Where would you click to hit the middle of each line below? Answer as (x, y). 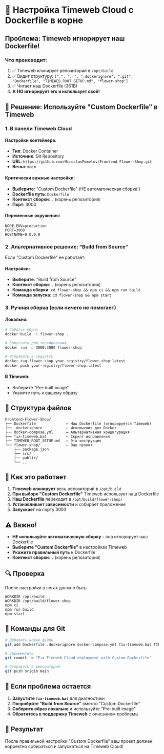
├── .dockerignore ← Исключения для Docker (61, 428)
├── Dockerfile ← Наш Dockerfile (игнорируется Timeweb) (78, 423)
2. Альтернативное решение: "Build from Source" (67, 246)
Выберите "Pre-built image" (41, 387)
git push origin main (27, 671)
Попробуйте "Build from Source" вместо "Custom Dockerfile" (76, 703)
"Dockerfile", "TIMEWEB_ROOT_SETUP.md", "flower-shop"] (70, 81)
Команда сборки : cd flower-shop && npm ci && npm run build (76, 290)
